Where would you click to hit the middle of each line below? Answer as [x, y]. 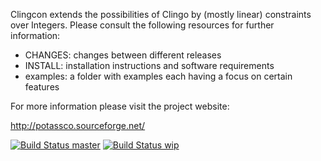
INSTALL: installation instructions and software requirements [149, 65]
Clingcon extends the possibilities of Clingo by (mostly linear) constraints [161, 14]
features [42, 87]
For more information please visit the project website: [120, 106]
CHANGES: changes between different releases [123, 55]
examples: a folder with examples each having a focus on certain [158, 76]
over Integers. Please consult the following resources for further [142, 25]
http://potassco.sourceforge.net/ [78, 125]
